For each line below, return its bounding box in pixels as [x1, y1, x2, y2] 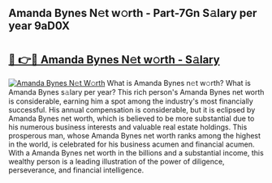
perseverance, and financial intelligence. [8, 165, 145, 175]
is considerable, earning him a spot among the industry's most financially [8, 96, 253, 106]
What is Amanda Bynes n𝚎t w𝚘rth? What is [106, 79, 252, 87]
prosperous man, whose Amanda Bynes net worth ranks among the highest [8, 131, 261, 140]
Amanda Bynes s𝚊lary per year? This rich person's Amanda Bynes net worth [8, 87, 265, 96]
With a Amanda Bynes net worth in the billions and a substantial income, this [8, 148, 264, 157]
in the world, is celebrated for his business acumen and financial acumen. [8, 139, 255, 149]
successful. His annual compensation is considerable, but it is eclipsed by [8, 105, 256, 114]
